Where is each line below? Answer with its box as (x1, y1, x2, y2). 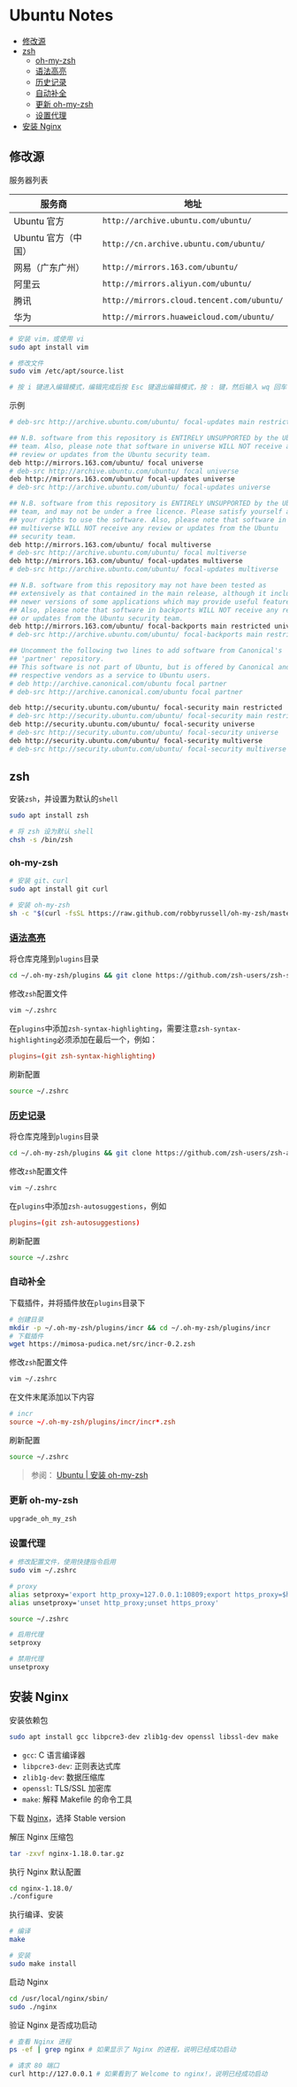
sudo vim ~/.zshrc (9, 1566, 77, 1575)
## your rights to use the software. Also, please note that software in (9, 515, 287, 524)
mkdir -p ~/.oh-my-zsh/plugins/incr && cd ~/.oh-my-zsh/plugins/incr (9, 1323, 271, 1333)
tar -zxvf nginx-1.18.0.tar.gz (9, 1849, 125, 1858)
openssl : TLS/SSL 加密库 (21, 1782, 112, 1793)
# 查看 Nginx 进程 (9, 2037, 72, 2046)
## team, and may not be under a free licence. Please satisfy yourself (9, 507, 283, 516)
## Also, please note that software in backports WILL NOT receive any (9, 606, 278, 615)
